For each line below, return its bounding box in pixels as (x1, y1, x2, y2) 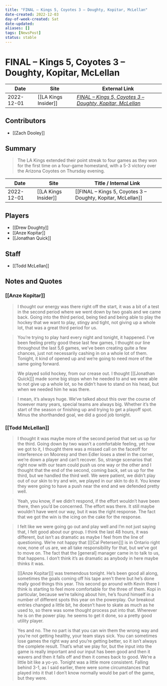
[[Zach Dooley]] (12, 130, 45, 136)
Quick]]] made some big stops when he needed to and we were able (17, 375, 158, 381)
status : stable (5, 35, 37, 40)
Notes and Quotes (5, 277, 63, 286)
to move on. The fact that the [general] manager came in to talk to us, (17, 550, 160, 556)
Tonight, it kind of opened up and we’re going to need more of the (17, 355, 153, 361)
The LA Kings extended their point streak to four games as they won (17, 157, 158, 163)
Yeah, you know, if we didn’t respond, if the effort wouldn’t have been (17, 498, 160, 504)
